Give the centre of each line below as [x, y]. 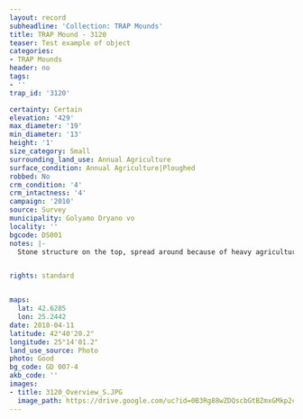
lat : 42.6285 [42, 309]
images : [24, 384]
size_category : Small [50, 151]
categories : [32, 51]
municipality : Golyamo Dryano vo [72, 218]
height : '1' [32, 143]
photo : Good [32, 359]
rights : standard [42, 276]
